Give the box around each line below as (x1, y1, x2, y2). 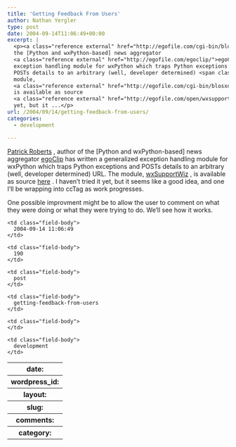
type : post (7, 23, 39, 30)
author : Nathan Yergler (7, 17, 77, 24)
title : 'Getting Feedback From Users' (7, 10, 121, 18)
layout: (23, 389, 47, 399)
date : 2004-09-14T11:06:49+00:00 (7, 30, 105, 37)
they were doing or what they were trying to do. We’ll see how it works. (7, 206, 213, 214)
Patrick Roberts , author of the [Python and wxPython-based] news (7, 147, 202, 156)
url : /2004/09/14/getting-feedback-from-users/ (7, 108, 150, 115)
